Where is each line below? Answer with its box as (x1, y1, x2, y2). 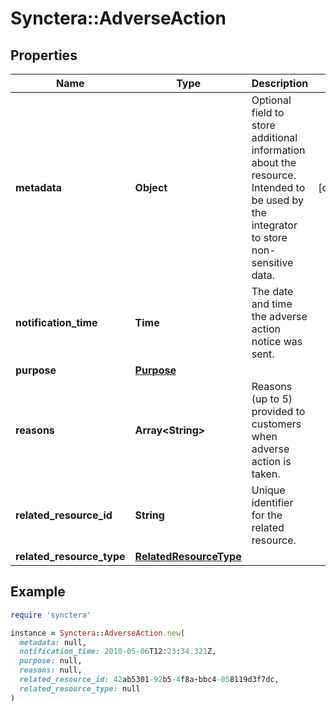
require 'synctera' (10, 610, 92, 620)
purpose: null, (19, 656, 83, 666)
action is (251, 455, 292, 468)
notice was (251, 335, 303, 348)
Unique (251, 483, 286, 497)
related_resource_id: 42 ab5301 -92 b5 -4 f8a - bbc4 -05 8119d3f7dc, (19, 675, 280, 685)
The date (251, 285, 294, 298)
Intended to (251, 181, 306, 194)
